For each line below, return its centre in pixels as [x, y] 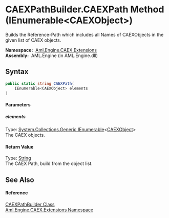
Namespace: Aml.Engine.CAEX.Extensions [51, 50]
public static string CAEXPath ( [40, 83]
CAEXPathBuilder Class [30, 204]
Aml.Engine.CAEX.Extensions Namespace [49, 210]
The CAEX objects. [25, 135]
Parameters [18, 104]
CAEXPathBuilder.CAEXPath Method [85, 10]
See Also [20, 180]
